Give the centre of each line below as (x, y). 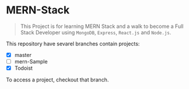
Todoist (24, 68)
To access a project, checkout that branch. (57, 80)
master (23, 55)
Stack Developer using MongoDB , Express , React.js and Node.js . (96, 32)
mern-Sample (31, 61)
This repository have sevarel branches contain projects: (73, 44)
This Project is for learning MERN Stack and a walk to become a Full (102, 26)
